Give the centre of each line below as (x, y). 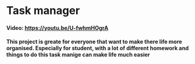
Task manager (43, 11)
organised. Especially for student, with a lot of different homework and (97, 48)
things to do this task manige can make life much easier (78, 55)
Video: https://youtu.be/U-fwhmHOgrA (57, 27)
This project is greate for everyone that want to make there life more (94, 42)
